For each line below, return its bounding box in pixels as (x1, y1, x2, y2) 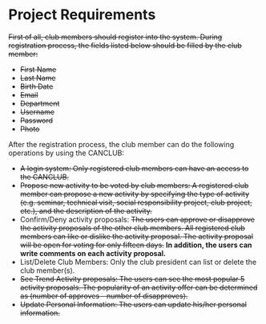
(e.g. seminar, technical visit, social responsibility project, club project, (19, 198, 252, 207)
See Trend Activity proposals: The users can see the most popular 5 (19, 274, 245, 283)
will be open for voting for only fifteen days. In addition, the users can (19, 240, 252, 250)
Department (19, 98, 60, 108)
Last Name (19, 73, 56, 82)
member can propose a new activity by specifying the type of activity (19, 189, 250, 198)
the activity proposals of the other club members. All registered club (19, 222, 246, 233)
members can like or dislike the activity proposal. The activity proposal (19, 231, 254, 241)
